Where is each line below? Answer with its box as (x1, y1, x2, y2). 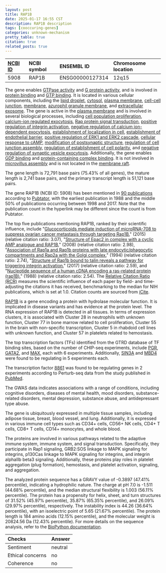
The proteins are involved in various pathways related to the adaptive (5, 435, 146, 441)
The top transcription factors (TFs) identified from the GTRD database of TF (5, 339, 160, 345)
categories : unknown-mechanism (5, 30, 70, 35)
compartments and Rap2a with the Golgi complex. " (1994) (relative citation (5, 252, 157, 258)
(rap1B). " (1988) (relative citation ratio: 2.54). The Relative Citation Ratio (5, 273, 150, 279)
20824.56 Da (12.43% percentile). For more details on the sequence (5, 518, 144, 524)
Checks (7, 535, 26, 542)
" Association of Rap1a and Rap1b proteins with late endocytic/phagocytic (5, 246, 153, 252)
